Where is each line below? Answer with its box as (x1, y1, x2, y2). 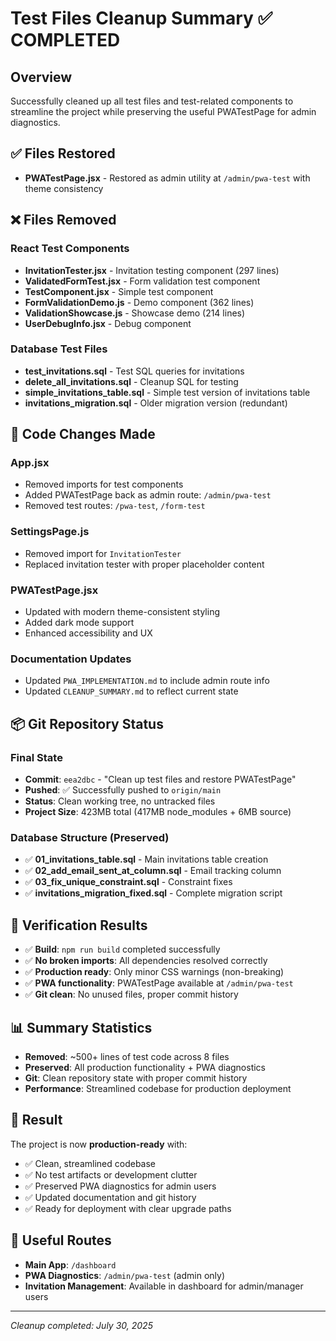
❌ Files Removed (10, 212, 117, 229)
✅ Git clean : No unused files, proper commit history (24, 988, 239, 1001)
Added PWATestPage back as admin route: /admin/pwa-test (24, 489, 272, 501)
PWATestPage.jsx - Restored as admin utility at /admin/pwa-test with (24, 172, 311, 184)
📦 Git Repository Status (10, 715, 164, 732)
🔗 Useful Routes (10, 1232, 112, 1249)
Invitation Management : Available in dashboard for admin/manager (24, 1280, 304, 1292)
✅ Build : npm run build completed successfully (24, 943, 221, 956)
